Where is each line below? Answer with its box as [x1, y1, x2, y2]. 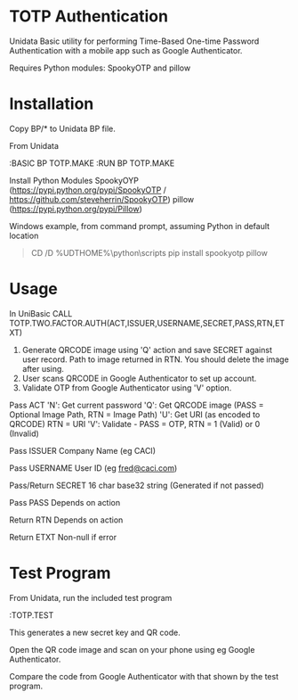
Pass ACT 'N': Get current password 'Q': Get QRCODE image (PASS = [9, 399, 264, 410]
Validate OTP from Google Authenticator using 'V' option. [21, 382, 232, 393]
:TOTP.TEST [9, 609, 54, 621]
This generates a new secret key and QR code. [9, 627, 181, 638]
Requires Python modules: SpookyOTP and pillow [9, 62, 191, 73]
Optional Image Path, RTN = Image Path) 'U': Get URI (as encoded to [9, 408, 261, 420]
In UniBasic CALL [9, 308, 73, 318]
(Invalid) [9, 428, 40, 439]
